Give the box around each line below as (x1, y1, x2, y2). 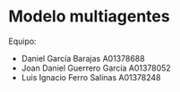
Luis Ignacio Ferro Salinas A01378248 (21, 71, 161, 82)
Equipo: (8, 36, 37, 46)
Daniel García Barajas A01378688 (21, 53, 145, 63)
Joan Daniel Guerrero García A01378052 (21, 63, 171, 73)
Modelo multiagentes (8, 6, 171, 27)
